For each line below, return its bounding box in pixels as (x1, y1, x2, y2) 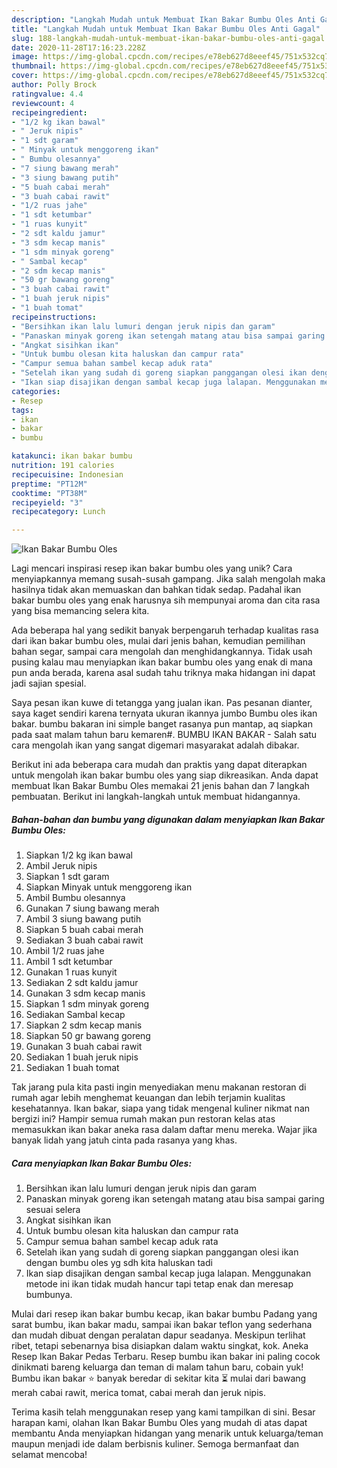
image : (11, 52, 39, 62)
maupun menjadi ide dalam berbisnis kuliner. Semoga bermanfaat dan (11, 1438, 300, 1450)
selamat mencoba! (11, 1449, 88, 1461)
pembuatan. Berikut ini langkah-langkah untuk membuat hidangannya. (11, 791, 301, 803)
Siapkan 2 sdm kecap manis (25, 1019, 143, 1031)
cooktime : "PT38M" (11, 488, 88, 498)
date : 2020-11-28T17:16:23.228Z (11, 42, 146, 53)
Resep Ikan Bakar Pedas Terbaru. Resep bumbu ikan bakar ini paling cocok (11, 1351, 321, 1363)
